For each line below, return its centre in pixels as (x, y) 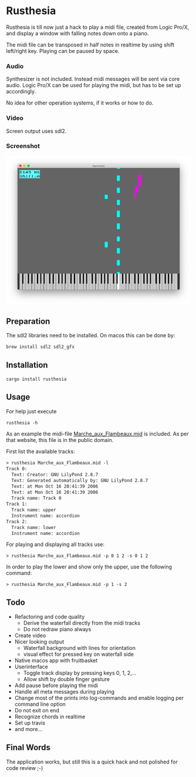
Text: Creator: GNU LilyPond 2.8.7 (55, 474)
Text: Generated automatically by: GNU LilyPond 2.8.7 (80, 480)
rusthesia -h (22, 423)
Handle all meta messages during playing (65, 691)
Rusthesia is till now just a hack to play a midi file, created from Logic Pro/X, (98, 27)
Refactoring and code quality (50, 617)
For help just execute (31, 411)
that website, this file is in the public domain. (60, 440)
